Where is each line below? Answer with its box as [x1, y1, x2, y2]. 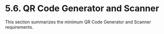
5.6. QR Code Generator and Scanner [5, 3, 159, 14]
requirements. [5, 24, 33, 30]
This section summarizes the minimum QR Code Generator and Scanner [5, 19, 151, 25]
